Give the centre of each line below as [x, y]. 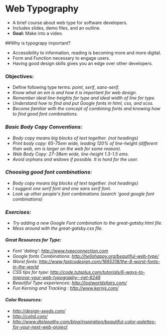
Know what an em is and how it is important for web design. [75, 93]
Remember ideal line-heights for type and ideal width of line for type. [84, 98]
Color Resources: [24, 299]
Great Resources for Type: [33, 240]
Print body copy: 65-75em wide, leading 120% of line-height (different [85, 143]
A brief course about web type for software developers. [70, 23]
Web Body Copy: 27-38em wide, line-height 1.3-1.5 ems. [71, 154]
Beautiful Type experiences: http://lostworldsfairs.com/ [69, 283]
